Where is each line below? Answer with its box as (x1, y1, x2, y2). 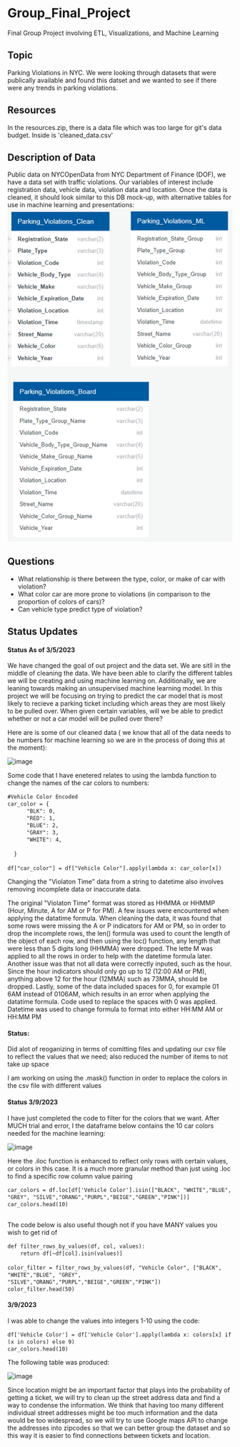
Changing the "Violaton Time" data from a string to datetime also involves (7, 877, 224, 886)
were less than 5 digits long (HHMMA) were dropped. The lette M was (7, 944, 213, 953)
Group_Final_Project (7, 5, 131, 21)
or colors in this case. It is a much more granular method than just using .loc (7, 1164, 231, 1173)
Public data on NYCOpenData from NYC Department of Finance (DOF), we (7, 170, 226, 179)
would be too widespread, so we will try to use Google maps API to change (7, 1416, 229, 1424)
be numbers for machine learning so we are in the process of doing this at (7, 736, 225, 744)
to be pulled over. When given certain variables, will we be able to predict (7, 707, 224, 716)
